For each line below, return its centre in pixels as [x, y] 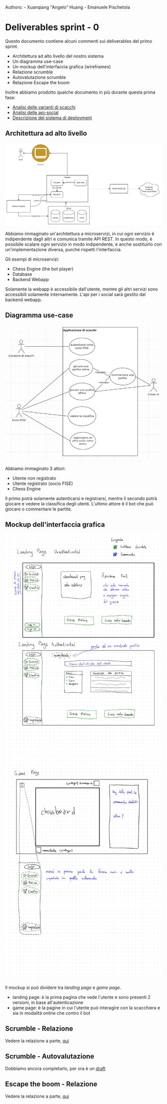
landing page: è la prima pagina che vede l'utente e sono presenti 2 [81, 997]
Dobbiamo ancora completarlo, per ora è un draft [55, 1068]
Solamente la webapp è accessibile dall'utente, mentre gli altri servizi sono [82, 289]
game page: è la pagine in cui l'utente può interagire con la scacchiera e [86, 1008]
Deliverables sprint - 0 [52, 27]
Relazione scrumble [33, 72]
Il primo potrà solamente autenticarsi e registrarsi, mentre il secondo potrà [81, 498]
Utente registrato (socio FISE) [42, 483]
